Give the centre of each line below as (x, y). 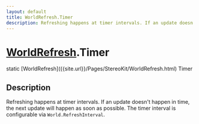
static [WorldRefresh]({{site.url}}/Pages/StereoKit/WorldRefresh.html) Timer (99, 69)
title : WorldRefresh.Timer (40, 17)
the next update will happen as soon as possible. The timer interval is (91, 108)
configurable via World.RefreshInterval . (56, 114)
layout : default (26, 12)
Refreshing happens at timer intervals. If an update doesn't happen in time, (98, 102)
